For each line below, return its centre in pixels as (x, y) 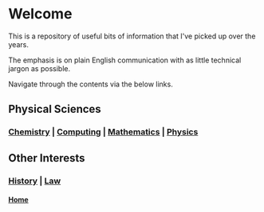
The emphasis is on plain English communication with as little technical (125, 60)
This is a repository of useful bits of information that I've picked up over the (132, 36)
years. (19, 44)
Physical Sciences (55, 109)
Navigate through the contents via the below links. (91, 84)
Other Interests (47, 158)
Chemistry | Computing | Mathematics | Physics (103, 132)
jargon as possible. (39, 68)
